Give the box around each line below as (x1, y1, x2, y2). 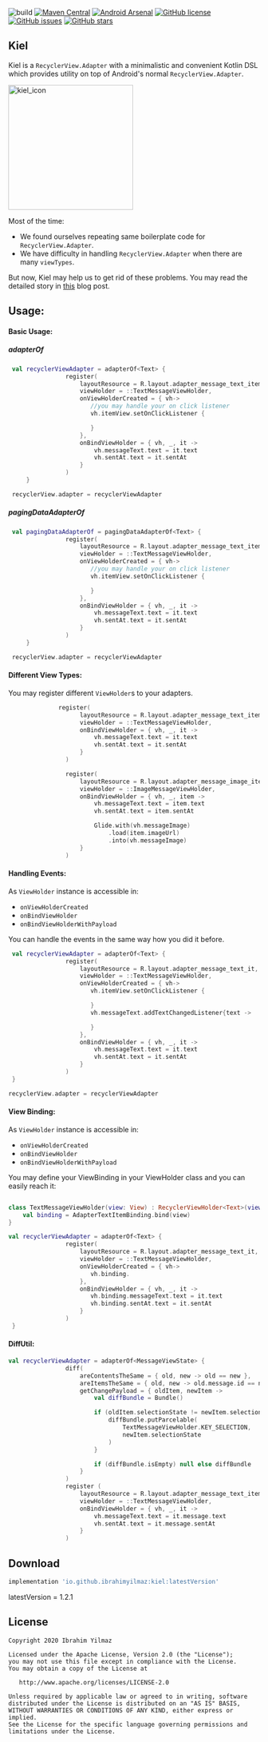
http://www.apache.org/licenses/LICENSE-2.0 (18, 1678, 170, 1686)
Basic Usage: (8, 326, 53, 336)
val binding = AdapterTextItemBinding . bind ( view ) (22, 1211, 191, 1219)
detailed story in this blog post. (8, 280, 110, 291)
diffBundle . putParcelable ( (108, 1416, 198, 1424)
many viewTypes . (19, 257, 75, 267)
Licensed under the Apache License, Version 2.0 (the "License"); (8, 1650, 234, 1658)
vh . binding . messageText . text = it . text (90, 1292, 223, 1300)
